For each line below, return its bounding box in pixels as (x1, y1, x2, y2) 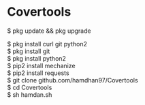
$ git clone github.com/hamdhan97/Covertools (7, 76, 138, 84)
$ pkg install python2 (7, 54, 67, 62)
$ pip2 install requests (7, 69, 69, 77)
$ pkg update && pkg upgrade (7, 27, 91, 35)
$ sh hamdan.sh (7, 90, 52, 99)
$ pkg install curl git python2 (7, 40, 87, 48)
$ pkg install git (7, 47, 50, 55)
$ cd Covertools (7, 83, 52, 91)
